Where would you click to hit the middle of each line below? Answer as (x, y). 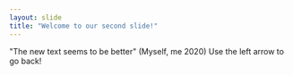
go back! (26, 61)
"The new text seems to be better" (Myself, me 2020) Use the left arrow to (147, 51)
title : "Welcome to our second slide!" (84, 26)
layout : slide (36, 17)
